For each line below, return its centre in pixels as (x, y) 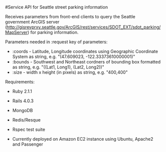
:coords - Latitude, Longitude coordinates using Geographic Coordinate (85, 51)
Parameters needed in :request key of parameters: (56, 42)
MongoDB (22, 110)
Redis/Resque (26, 120)
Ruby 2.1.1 (22, 91)
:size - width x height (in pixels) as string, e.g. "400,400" (70, 72)
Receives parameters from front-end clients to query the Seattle (70, 16)
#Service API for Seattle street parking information (57, 7)
